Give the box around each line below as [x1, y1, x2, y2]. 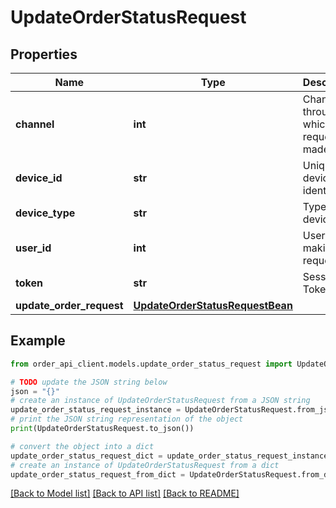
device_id [15, 171, 63, 185]
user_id [15, 241, 52, 255]
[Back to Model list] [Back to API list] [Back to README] [10, 487, 240, 500]
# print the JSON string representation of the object [10, 414, 244, 425]
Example [10, 332, 66, 350]
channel [15, 117, 55, 131]
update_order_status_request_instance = [10, 405, 182, 415]
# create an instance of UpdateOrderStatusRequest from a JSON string [10, 396, 311, 406]
